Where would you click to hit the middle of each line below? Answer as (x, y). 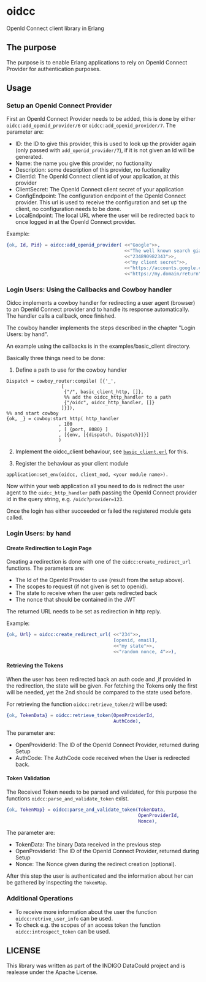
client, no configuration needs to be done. (68, 209)
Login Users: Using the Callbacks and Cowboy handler (89, 290)
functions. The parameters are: (45, 568)
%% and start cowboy (33, 413)
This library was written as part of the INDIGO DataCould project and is (96, 965)
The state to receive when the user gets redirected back (86, 593)
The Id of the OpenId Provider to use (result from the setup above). (100, 580)
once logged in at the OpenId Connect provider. (75, 222)
